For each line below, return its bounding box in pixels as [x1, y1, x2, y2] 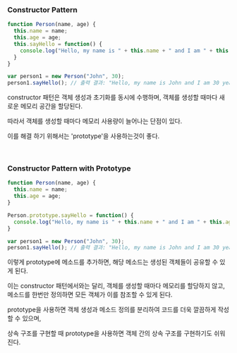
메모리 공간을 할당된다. [20, 102, 83, 111]
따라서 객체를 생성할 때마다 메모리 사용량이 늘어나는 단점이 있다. [7, 117, 183, 125]
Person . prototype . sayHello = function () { [7, 211, 134, 219]
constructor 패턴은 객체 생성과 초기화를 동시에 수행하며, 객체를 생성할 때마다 [7, 93, 218, 101]
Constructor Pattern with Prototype [7, 163, 131, 173]
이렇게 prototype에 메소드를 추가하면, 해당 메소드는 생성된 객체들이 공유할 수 [7, 258, 219, 266]
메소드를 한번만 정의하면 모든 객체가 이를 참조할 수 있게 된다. [7, 290, 173, 299]
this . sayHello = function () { [13, 40, 102, 47]
